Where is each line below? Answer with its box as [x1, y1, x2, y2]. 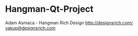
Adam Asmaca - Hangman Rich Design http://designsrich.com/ [5, 20, 133, 26]
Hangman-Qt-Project [5, 3, 94, 15]
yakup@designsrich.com [5, 25, 56, 31]
